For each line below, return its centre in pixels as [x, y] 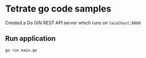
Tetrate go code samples [58, 9]
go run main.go [21, 50]
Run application [31, 39]
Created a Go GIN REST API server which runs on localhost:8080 [73, 23]
